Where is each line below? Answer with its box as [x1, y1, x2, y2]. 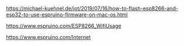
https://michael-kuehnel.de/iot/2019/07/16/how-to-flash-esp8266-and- [6, 5, 178, 12]
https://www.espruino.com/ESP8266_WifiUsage [6, 23, 121, 29]
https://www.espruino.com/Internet [6, 34, 91, 40]
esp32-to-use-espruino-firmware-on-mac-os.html [6, 11, 128, 18]
